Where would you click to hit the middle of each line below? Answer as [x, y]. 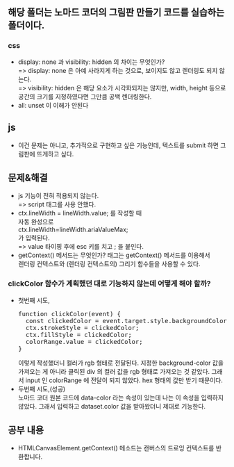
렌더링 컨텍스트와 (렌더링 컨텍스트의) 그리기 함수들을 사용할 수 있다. [109, 264]
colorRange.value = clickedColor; [84, 342]
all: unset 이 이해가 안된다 [53, 105]
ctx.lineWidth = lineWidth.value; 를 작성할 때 [80, 213]
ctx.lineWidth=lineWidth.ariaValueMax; [73, 230]
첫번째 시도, [34, 300]
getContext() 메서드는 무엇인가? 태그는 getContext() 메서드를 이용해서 [114, 255]
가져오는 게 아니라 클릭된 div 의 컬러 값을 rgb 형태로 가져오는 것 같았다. [114, 371]
